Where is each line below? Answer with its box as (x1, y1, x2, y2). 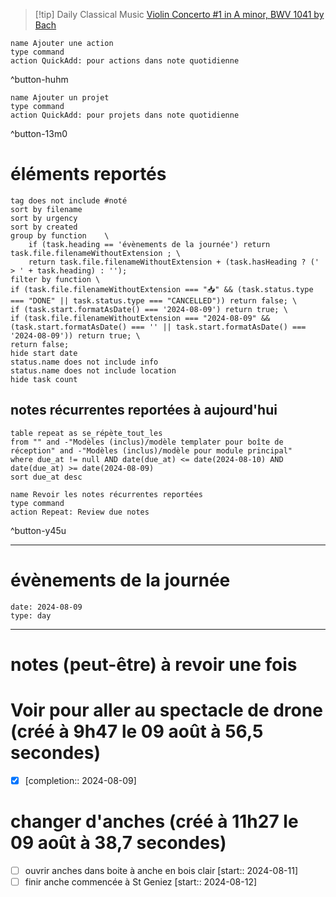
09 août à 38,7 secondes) (10, 832, 227, 854)
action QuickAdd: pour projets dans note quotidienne (10, 110, 240, 120)
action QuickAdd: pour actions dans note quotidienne (10, 56, 240, 66)
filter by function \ (10, 274, 101, 284)
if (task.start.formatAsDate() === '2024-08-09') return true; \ (10, 304, 288, 314)
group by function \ (10, 230, 110, 241)
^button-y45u (10, 524, 67, 536)
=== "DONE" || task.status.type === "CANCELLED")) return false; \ (10, 295, 298, 306)
